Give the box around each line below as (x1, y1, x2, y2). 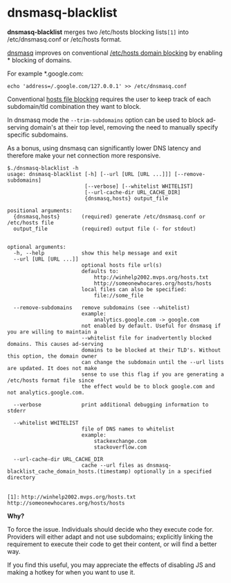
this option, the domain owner (7, 352, 98, 360)
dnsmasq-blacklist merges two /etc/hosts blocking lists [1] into (7, 28, 189, 36)
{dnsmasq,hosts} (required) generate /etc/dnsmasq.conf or (13, 213, 206, 220)
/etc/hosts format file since (7, 376, 95, 384)
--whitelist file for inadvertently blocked (81, 334, 212, 341)
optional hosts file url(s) (81, 261, 163, 268)
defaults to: (81, 268, 119, 275)
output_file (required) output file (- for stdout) (13, 225, 196, 232)
